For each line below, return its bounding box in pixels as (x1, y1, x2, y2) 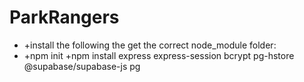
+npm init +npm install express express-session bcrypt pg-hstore (23, 49, 295, 61)
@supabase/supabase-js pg (23, 60, 141, 72)
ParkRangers (9, 6, 120, 29)
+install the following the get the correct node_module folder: (23, 39, 277, 51)
